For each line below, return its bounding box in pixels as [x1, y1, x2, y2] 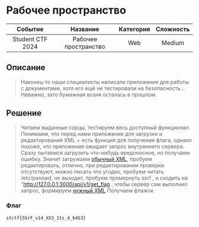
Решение [6, 108, 42, 119]
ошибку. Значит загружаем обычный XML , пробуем [20, 155, 153, 162]
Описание [6, 63, 46, 73]
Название [70, 25, 99, 33]
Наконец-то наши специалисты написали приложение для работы [20, 78, 190, 85]
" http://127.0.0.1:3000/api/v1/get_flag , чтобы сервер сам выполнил [20, 180, 188, 187]
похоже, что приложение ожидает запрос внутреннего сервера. [20, 143, 185, 150]
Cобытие [17, 25, 44, 33]
